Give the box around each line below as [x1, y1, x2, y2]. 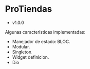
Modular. [12, 44, 30, 49]
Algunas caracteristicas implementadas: [5, 29, 86, 35]
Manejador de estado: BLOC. [12, 38, 71, 45]
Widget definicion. [12, 54, 49, 60]
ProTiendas [5, 3, 52, 15]
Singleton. [12, 49, 33, 55]
